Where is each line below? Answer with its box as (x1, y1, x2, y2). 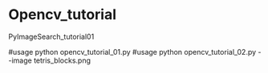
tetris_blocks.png (33, 56, 91, 65)
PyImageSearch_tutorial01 (8, 32, 95, 41)
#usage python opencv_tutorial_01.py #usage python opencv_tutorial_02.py (8, 47, 257, 56)
